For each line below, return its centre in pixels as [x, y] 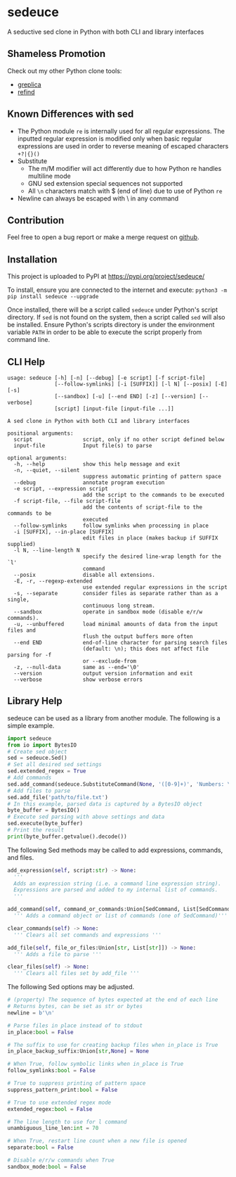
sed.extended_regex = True [47, 771]
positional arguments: [40, 433]
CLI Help [26, 362]
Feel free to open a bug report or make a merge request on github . [103, 237]
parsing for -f [29, 655]
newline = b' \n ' [31, 1013]
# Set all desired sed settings [54, 765]
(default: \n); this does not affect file [146, 649]
